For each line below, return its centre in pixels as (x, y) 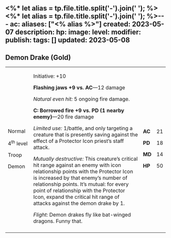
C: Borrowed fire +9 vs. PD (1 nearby (79, 110)
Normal (17, 131)
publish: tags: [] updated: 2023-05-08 (68, 40)
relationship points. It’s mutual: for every (81, 184)
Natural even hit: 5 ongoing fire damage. (81, 99)
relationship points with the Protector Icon (83, 171)
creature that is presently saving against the (85, 135)
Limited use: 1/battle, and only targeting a (83, 128)
